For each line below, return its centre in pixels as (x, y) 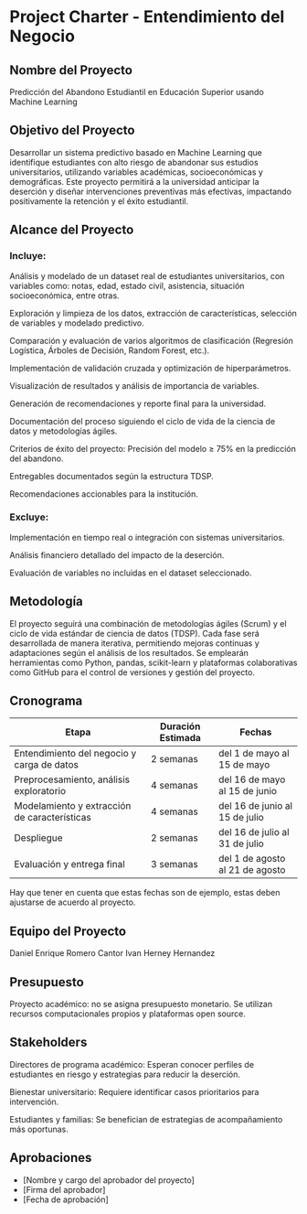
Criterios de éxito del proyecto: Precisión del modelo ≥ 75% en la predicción (153, 448)
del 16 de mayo (252, 779)
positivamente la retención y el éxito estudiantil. (99, 201)
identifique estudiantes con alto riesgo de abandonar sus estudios (134, 162)
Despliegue (38, 838)
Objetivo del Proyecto (72, 130)
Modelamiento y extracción (73, 806)
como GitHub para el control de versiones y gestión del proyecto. (132, 672)
